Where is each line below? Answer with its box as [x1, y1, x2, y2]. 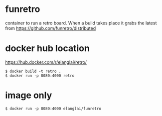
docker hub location [5, 43, 90, 54]
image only [5, 90, 52, 101]
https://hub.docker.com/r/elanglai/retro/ [5, 59, 87, 65]
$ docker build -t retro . [5, 69, 61, 74]
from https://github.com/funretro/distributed [5, 25, 96, 31]
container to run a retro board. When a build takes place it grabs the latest [5, 20, 157, 26]
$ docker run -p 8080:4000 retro [5, 73, 75, 78]
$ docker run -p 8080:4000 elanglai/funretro [5, 106, 101, 111]
